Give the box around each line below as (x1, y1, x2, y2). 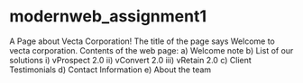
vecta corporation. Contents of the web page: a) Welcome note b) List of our (9, 45, 294, 55)
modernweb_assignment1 (9, 6, 207, 27)
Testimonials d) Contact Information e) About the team (9, 64, 212, 75)
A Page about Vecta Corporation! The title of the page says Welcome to (9, 36, 275, 46)
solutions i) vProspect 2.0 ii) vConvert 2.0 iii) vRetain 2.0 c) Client (9, 54, 252, 65)
